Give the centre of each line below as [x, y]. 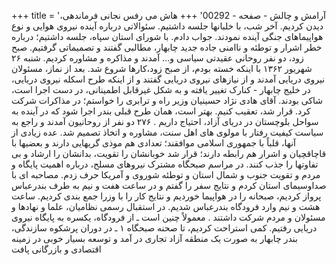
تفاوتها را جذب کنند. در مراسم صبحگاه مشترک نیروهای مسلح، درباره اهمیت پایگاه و [165, 164]
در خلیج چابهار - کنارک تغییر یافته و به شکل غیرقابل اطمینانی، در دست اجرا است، [161, 89]
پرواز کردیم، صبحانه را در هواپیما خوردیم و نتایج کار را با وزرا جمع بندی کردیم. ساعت [166, 196]
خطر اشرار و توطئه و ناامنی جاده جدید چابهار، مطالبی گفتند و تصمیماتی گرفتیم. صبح [167, 47]
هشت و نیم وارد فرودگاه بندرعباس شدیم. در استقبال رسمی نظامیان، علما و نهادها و [166, 206]
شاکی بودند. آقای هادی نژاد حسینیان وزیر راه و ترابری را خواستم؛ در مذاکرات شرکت [167, 100]
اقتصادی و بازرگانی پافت [56, 249]
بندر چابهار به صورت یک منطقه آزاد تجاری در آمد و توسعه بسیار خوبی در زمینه [154, 238]
